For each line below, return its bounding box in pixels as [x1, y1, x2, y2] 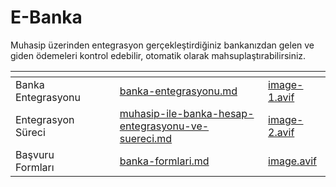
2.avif [268, 125, 295, 139]
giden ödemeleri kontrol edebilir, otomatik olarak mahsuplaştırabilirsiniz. [10, 49, 307, 61]
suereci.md [119, 131, 173, 145]
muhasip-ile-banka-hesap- [119, 106, 255, 120]
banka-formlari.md [119, 154, 210, 168]
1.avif [268, 90, 295, 104]
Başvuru [15, 147, 55, 161]
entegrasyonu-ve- [119, 119, 210, 133]
